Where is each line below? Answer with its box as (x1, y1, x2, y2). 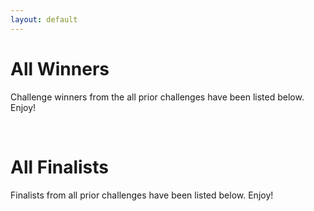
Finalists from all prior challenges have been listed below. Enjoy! (10, 189, 274, 201)
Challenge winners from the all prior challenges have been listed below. (10, 91, 305, 103)
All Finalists (10, 156, 110, 178)
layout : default (10, 14, 78, 25)
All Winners (10, 57, 110, 80)
